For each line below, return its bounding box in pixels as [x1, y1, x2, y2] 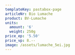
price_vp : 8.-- [5, 38, 36, 43]
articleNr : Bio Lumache [5, 11, 53, 16]
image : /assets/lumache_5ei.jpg [5, 43, 70, 47]
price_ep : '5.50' [5, 34, 40, 39]
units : [5, 20, 18, 25]
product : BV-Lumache [5, 16, 47, 21]
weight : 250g [9, 29, 36, 34]
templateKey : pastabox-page [5, 7, 62, 12]
